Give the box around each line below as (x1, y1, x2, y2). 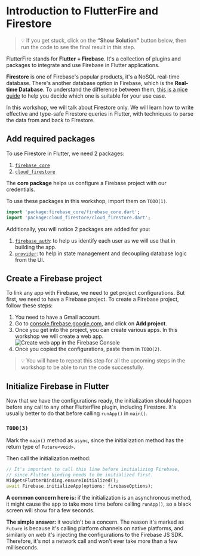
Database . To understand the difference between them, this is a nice (19, 86, 188, 93)
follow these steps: (6, 302, 53, 309)
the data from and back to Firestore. (6, 116, 95, 123)
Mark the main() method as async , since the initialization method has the (6, 437, 184, 444)
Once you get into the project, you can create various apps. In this (14, 327, 178, 334)
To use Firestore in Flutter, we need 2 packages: (6, 150, 125, 157)
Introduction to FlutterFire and (6, 4, 159, 18)
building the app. (14, 243, 57, 250)
